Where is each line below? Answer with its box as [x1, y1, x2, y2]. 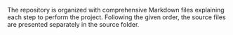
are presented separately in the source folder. [7, 21, 140, 28]
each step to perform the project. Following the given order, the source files [7, 13, 226, 21]
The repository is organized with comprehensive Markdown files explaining [7, 6, 225, 14]
